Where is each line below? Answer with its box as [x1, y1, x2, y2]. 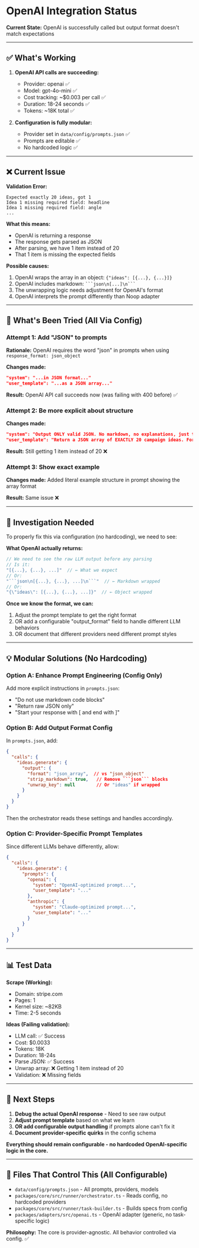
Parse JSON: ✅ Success [14, 1058, 75, 1065]
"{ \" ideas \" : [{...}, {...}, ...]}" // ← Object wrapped [6, 590, 152, 595]
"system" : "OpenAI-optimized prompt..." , [32, 882, 136, 888]
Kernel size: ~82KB [14, 1003, 62, 1010]
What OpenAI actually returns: [6, 545, 83, 552]
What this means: [6, 220, 51, 227]
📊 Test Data [6, 960, 52, 970]
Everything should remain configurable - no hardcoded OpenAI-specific [6, 1140, 188, 1148]
